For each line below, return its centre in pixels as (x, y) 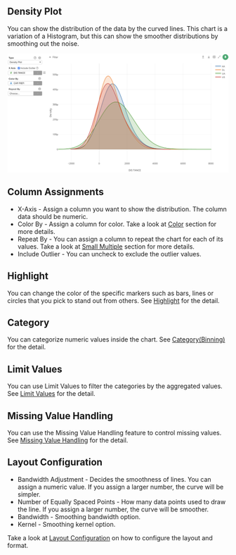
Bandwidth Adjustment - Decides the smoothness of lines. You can (114, 479)
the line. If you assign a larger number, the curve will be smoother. (113, 509)
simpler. (29, 494)
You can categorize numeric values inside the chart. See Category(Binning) (116, 339)
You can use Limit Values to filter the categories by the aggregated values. (115, 386)
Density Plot (34, 12)
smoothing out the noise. (43, 43)
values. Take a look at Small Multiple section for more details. (106, 247)
